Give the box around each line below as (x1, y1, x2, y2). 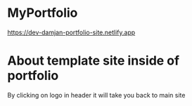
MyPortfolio (7, 5, 78, 21)
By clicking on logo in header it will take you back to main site (7, 91, 186, 99)
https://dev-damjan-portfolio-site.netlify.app (7, 28, 136, 37)
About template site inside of (7, 53, 180, 69)
